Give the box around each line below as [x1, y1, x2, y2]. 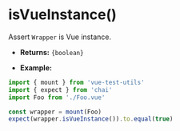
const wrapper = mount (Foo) [8, 108, 102, 116]
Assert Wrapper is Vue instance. [8, 32, 112, 42]
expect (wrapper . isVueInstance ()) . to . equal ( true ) [8, 115, 174, 123]
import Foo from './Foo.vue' [8, 93, 106, 101]
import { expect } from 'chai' [8, 85, 113, 93]
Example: [19, 62, 52, 73]
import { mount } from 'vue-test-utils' [8, 78, 146, 86]
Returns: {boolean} [19, 47, 84, 57]
